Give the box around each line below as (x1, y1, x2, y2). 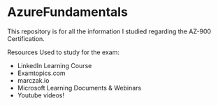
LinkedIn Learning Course (17, 61, 92, 70)
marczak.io (17, 76, 50, 84)
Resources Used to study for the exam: (7, 48, 120, 56)
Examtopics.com (17, 69, 66, 77)
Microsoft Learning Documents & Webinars (17, 83, 142, 92)
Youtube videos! (17, 91, 65, 99)
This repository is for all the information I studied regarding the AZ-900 (7, 27, 212, 35)
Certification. (7, 34, 45, 42)
